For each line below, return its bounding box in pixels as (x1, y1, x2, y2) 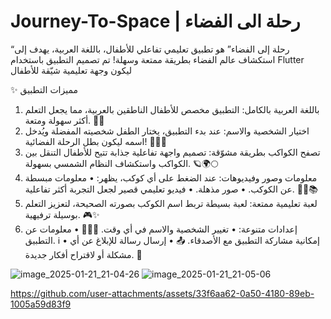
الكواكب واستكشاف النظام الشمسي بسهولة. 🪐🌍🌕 (24, 157, 219, 169)
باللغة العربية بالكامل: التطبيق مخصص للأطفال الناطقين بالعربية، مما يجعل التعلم (24, 103, 320, 115)
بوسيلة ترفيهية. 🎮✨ (24, 208, 100, 220)
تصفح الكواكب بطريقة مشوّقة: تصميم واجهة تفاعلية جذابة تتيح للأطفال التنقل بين (24, 146, 321, 158)
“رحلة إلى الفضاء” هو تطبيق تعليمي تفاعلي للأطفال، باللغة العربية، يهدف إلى (10, 43, 290, 55)
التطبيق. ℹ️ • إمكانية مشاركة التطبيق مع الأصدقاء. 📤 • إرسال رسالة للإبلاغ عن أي (24, 234, 320, 246)
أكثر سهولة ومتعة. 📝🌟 (24, 114, 105, 126)
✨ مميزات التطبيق (10, 83, 79, 95)
